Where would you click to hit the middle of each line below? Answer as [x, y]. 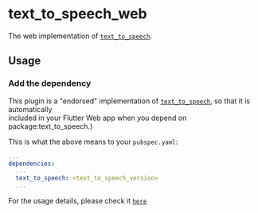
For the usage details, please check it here [78, 201]
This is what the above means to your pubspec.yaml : [93, 141]
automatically [30, 109]
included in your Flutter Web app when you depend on [98, 118]
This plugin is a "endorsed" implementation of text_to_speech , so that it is [129, 101]
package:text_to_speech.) [51, 126]
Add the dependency [50, 83]
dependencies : [32, 164]
